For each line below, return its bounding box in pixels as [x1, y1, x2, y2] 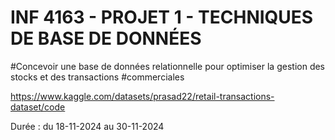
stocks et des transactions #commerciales [10, 71, 185, 83]
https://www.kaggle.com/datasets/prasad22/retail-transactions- [10, 90, 275, 102]
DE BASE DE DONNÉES [10, 27, 202, 50]
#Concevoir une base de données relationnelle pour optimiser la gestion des [10, 60, 326, 72]
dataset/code [10, 101, 66, 113]
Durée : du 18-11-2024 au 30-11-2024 [10, 120, 165, 132]
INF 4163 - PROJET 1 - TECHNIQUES [10, 6, 314, 29]
